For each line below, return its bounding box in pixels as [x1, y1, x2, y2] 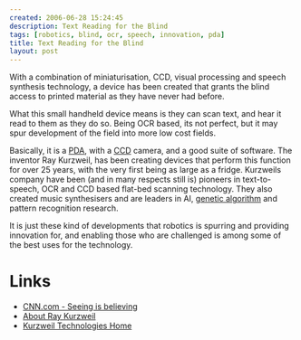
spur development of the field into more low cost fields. [9, 127, 216, 138]
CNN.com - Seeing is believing [22, 301, 138, 312]
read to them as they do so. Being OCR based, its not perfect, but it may [9, 118, 278, 129]
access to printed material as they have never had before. [9, 91, 225, 102]
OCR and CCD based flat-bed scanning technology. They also [41, 184, 273, 194]
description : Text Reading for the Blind [9, 22, 169, 31]
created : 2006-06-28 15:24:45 [9, 13, 124, 23]
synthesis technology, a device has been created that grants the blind [9, 81, 270, 92]
